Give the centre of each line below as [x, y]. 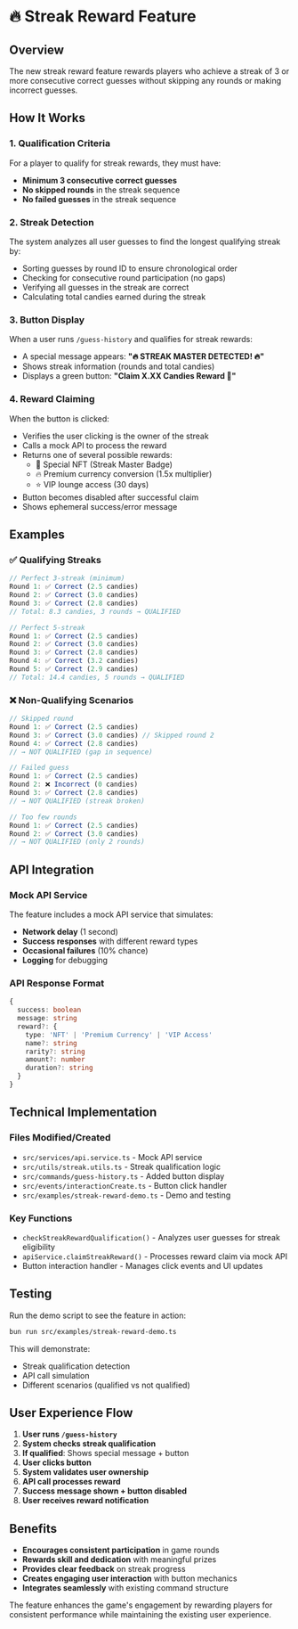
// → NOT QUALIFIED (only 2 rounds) [77, 842]
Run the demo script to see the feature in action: [98, 1315]
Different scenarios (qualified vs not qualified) [106, 1385]
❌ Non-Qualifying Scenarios [72, 700]
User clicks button [56, 1462]
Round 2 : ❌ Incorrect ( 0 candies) [74, 785]
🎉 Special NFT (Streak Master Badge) [104, 464]
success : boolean [49, 1010]
